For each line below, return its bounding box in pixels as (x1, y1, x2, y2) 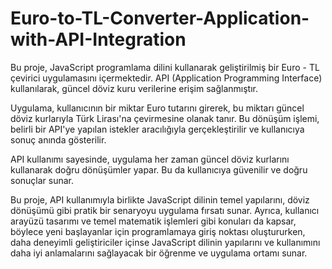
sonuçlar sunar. (10, 174, 75, 186)
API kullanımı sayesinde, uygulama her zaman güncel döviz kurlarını (10, 153, 290, 165)
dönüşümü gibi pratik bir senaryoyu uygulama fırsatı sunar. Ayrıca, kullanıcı (10, 204, 320, 216)
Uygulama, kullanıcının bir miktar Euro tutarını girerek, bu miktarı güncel (10, 102, 305, 114)
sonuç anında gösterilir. (10, 133, 107, 146)
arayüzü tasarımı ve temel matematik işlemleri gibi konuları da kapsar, (10, 215, 297, 227)
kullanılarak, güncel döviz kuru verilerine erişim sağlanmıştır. (10, 82, 259, 94)
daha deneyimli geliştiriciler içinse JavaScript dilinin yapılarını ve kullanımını (10, 236, 321, 248)
